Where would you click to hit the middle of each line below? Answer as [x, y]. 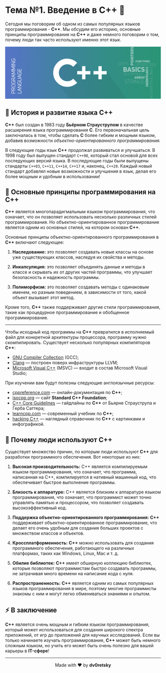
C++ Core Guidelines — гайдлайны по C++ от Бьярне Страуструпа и [84, 403]
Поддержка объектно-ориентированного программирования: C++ [86, 518]
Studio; [20, 373]
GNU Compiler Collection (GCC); [45, 357]
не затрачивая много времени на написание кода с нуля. [73, 574]
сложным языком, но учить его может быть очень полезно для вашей [80, 646]
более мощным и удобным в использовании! [53, 176]
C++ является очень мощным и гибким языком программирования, [77, 624]
